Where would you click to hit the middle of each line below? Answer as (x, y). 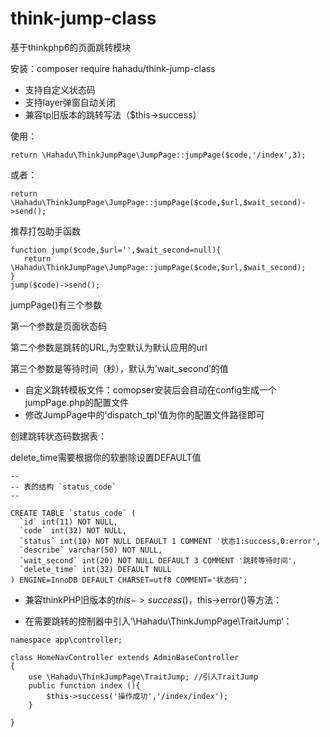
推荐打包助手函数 (45, 231)
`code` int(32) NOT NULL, (73, 530)
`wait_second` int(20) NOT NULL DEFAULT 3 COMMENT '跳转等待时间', (158, 560)
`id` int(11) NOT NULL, (68, 522)
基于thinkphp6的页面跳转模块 (71, 47)
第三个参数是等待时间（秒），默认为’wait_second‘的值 (119, 368)
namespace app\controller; (66, 640)
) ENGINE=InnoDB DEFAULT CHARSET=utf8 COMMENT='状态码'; (129, 580)
